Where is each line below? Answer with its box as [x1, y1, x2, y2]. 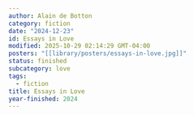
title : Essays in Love [8, 87, 85, 96]
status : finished [8, 57, 67, 66]
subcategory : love [8, 65, 71, 73]
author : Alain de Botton [8, 11, 93, 20]
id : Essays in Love [8, 34, 75, 43]
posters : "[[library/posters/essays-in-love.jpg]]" [8, 49, 187, 57]
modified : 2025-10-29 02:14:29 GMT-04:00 [8, 42, 151, 50]
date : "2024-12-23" [8, 27, 75, 35]
